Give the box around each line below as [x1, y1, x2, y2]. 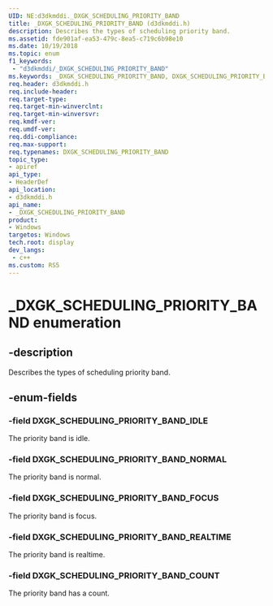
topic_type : [8, 155, 49, 163]
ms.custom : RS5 [8, 261, 60, 269]
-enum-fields [8, 391, 77, 405]
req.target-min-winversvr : [8, 110, 100, 119]
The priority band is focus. [8, 511, 97, 521]
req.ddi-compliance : [8, 132, 79, 141]
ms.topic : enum [8, 50, 60, 58]
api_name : [8, 201, 42, 209]
